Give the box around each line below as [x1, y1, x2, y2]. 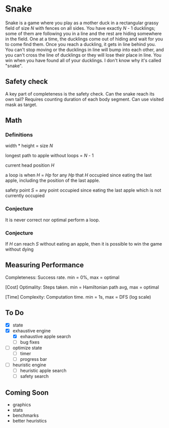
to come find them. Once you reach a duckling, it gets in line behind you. [5, 41, 156, 47]
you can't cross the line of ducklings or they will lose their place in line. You [5, 52, 161, 58]
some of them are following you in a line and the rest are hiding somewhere [5, 30, 162, 36]
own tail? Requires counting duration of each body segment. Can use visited [5, 96, 164, 102]
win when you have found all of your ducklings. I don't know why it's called [5, 57, 161, 63]
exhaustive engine [12, 327, 51, 334]
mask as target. [5, 102, 38, 108]
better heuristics [12, 418, 47, 424]
